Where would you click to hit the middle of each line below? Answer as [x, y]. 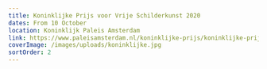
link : [17, 38]
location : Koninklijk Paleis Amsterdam [74, 30]
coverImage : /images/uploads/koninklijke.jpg [85, 45]
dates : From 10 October [48, 23]
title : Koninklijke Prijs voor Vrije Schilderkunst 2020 [104, 15]
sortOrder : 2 [30, 52]
